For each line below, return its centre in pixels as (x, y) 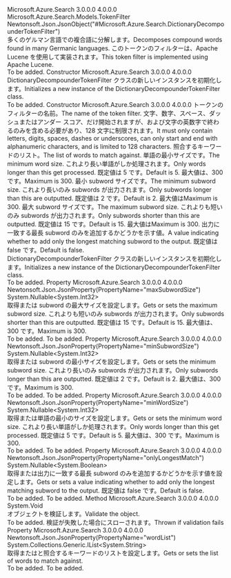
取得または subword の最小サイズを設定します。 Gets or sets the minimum (111, 361)
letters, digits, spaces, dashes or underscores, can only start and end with (113, 138)
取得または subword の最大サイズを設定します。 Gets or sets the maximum (112, 305)
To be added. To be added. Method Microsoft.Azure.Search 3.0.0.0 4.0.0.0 (113, 498)
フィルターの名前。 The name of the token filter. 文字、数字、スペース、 (108, 113)
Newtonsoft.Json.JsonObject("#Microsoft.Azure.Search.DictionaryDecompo (116, 24)
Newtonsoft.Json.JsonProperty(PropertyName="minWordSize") (98, 402)
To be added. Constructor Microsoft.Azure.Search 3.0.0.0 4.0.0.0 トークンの (115, 104)
